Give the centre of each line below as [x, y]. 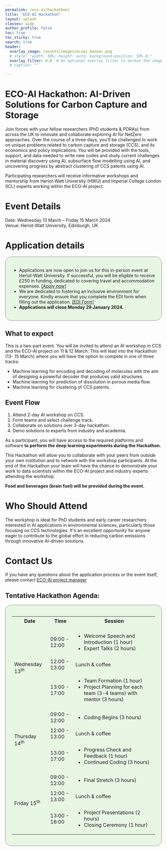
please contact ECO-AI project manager [46, 580]
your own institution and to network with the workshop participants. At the [81, 460]
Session [114, 621]
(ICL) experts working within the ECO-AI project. [55, 187]
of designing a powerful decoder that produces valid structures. [78, 377]
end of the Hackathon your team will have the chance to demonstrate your [81, 466]
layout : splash [21, 19]
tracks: [12, 362]
